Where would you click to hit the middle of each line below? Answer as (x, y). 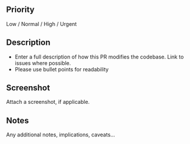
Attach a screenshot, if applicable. (48, 102)
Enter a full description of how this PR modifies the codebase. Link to (99, 57)
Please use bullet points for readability (61, 69)
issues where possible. (43, 63)
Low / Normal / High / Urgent (42, 24)
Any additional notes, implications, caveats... (61, 135)
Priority (20, 10)
